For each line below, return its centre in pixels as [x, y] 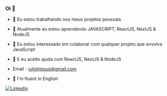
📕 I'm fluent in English [35, 79]
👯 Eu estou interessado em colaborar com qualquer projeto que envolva [88, 44]
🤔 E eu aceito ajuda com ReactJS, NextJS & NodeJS [67, 59]
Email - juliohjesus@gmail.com [45, 69]
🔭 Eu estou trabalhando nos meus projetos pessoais [67, 19]
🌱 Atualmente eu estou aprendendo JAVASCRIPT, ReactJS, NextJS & [84, 29]
